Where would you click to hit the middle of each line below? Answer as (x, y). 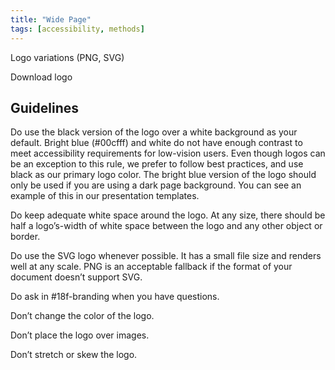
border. (25, 237)
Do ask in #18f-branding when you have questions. (115, 297)
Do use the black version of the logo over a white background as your (154, 132)
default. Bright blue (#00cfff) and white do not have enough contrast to (156, 143)
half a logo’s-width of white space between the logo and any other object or (166, 226)
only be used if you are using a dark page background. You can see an (156, 185)
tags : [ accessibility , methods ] (77, 29)
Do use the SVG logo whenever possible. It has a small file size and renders (166, 256)
